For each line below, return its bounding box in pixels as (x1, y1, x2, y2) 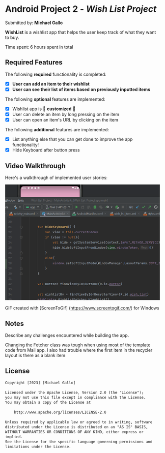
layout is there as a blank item (5, 353, 65, 359)
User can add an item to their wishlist (12, 81, 90, 87)
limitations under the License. (5, 444, 71, 450)
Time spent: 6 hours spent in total (5, 44, 74, 50)
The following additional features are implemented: (5, 127, 109, 133)
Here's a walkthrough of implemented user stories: (5, 175, 108, 181)
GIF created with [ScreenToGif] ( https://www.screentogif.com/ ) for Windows (5, 305, 160, 311)
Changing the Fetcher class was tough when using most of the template (5, 342, 151, 348)
